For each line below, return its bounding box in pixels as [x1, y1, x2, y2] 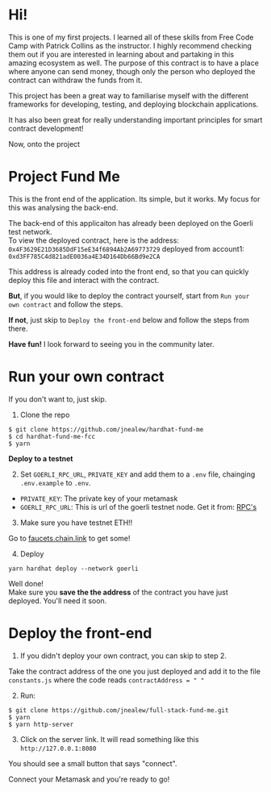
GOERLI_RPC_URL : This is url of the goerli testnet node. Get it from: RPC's [19, 502, 257, 511]
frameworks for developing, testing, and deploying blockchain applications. [8, 99, 259, 109]
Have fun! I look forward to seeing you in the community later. [8, 339, 215, 348]
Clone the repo [19, 410, 70, 419]
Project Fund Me [8, 168, 121, 186]
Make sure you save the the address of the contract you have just [8, 587, 228, 597]
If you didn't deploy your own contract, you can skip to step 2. [19, 651, 227, 661]
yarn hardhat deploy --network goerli [8, 565, 139, 573]
